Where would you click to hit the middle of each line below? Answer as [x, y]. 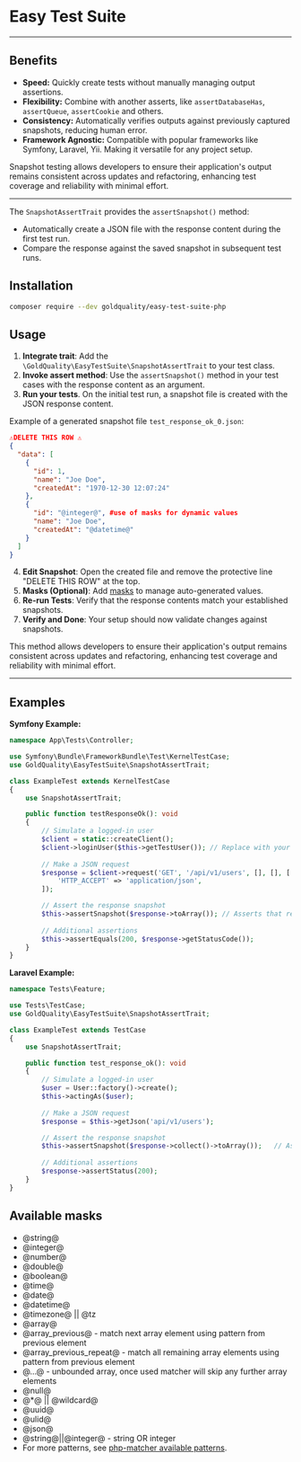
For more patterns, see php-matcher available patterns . [125, 1448]
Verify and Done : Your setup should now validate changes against [145, 620]
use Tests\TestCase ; [48, 1006]
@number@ [44, 1256]
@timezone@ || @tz [59, 1314]
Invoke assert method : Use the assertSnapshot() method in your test [150, 376]
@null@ [37, 1390]
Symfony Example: [45, 724]
